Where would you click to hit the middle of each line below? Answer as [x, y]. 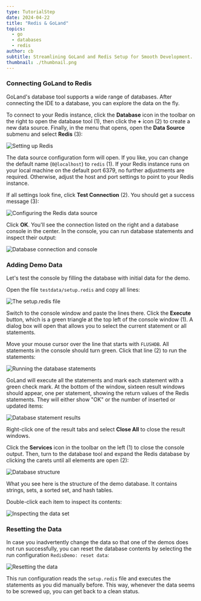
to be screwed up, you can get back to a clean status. [73, 591]
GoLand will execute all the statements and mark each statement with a [95, 381]
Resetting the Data [34, 529]
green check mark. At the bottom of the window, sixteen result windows [96, 387]
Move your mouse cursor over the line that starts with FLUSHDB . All [88, 344]
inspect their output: [31, 237]
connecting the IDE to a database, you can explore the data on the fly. [93, 103]
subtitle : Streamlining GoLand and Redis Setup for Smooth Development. [100, 57]
